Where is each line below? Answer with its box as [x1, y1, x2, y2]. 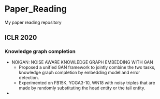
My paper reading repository [4, 19, 62, 25]
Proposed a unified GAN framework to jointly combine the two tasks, [18, 64, 156, 70]
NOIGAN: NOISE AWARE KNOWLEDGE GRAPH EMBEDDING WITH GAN [11, 59, 153, 65]
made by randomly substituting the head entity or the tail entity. [18, 85, 145, 91]
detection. [18, 74, 39, 81]
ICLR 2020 [4, 33, 37, 42]
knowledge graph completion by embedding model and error [18, 69, 141, 75]
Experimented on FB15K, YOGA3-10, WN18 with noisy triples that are [18, 80, 155, 85]
